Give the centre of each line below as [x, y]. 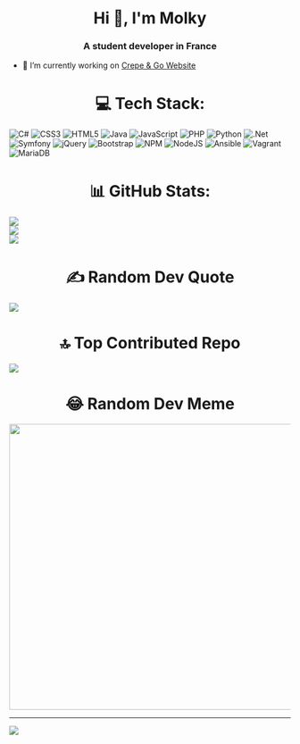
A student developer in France [150, 46]
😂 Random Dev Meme [150, 404]
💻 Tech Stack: [150, 103]
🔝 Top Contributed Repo [150, 343]
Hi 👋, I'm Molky [150, 18]
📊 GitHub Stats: [150, 191]
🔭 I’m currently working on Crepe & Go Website [109, 65]
